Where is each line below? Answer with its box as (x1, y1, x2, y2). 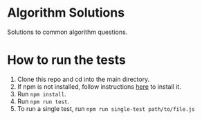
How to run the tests (7, 52, 126, 68)
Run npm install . (17, 89, 67, 98)
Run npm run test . (17, 97, 70, 105)
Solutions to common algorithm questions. (7, 28, 128, 36)
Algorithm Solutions (7, 5, 125, 21)
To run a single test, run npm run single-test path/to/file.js (17, 104, 195, 112)
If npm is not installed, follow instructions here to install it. (17, 82, 181, 91)
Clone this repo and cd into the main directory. (17, 75, 150, 83)
